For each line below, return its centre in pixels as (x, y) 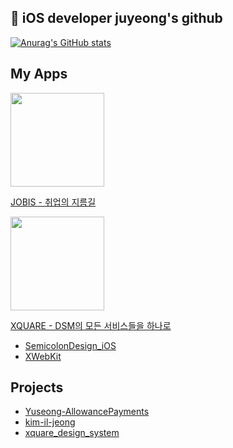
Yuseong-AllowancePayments (87, 412)
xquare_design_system (72, 433)
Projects (37, 387)
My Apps (39, 74)
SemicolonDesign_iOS (70, 345)
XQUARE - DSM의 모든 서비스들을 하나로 (91, 325)
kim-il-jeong (50, 422)
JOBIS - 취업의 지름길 (53, 202)
